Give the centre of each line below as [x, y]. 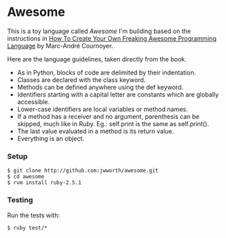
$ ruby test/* [28, 228]
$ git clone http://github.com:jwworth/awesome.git [83, 171]
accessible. [33, 101]
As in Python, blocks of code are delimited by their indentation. [106, 72]
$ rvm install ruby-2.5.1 [44, 183]
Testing [20, 200]
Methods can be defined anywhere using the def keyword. [100, 87]
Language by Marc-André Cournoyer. [60, 46]
